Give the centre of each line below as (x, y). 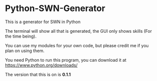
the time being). (21, 36)
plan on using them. (25, 51)
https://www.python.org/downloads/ (41, 65)
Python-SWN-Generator (55, 8)
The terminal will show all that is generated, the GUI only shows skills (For (78, 31)
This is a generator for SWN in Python (43, 22)
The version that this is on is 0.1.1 (38, 74)
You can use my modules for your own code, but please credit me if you (77, 45)
